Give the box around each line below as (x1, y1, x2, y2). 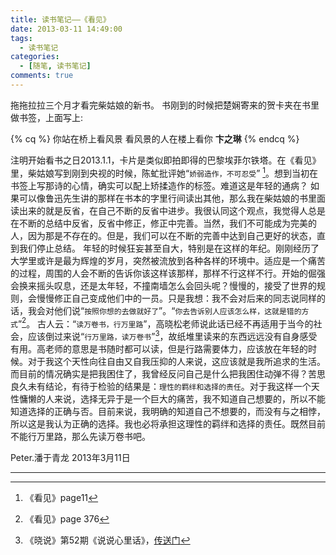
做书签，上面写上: (10, 111, 84, 123)
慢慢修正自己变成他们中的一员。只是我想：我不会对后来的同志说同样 (36, 292, 317, 304)
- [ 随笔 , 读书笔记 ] (19, 61, 92, 71)
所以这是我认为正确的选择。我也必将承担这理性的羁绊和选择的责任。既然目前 (10, 417, 326, 430)
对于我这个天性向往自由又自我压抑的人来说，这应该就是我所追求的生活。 (27, 355, 326, 367)
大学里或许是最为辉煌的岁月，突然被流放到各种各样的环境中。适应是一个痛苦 (10, 254, 326, 266)
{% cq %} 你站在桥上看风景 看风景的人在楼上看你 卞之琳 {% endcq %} (10, 132, 300, 145)
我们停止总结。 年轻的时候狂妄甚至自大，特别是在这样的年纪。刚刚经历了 (18, 242, 320, 254)
